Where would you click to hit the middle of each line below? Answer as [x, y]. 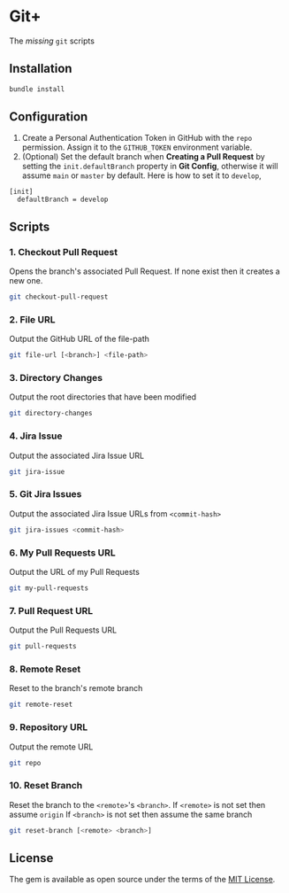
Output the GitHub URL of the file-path [80, 339]
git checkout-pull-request [59, 297]
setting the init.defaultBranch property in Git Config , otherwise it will [150, 167]
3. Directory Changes [56, 378]
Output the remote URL [51, 747]
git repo [25, 763]
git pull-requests [43, 647]
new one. [26, 281]
